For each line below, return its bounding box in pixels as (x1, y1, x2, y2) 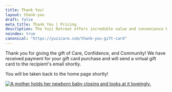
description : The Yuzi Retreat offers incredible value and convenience (5, 27, 164, 32)
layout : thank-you (5, 12, 45, 17)
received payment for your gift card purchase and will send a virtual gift (5, 55, 156, 61)
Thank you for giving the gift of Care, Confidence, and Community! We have (5, 50, 166, 56)
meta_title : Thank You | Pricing (5, 21, 77, 27)
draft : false (5, 17, 33, 22)
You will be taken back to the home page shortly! (5, 71, 109, 77)
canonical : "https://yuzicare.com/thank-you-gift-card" (5, 36, 127, 41)
